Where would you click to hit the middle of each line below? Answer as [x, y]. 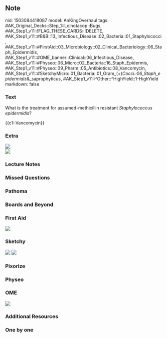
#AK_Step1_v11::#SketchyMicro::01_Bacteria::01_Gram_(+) [64, 73]
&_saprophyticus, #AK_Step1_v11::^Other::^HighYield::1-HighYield [92, 78]
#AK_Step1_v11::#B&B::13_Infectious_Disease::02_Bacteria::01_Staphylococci [83, 36]
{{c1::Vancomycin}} [25, 123]
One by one [19, 329]
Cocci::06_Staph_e [141, 73]
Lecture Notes [23, 164]
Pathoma [16, 191]
